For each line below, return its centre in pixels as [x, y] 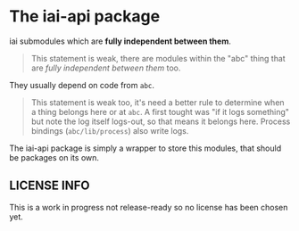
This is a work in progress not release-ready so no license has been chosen [149, 207]
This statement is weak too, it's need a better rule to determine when [158, 102]
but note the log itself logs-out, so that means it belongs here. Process [161, 121]
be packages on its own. [54, 157]
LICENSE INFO [50, 186]
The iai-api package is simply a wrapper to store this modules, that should [145, 148]
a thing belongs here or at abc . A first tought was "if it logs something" [160, 111]
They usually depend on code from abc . [82, 85]
